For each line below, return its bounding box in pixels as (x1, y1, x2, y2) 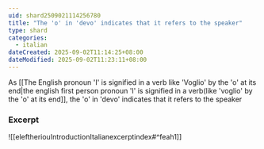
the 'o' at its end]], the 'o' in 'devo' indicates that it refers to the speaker (8, 94, 243, 104)
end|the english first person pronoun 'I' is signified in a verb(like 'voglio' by (8, 86, 253, 95)
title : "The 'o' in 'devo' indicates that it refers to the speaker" (8, 19, 243, 27)
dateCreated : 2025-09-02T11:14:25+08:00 (8, 48, 144, 56)
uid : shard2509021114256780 (8, 11, 101, 20)
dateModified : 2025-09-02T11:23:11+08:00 (8, 56, 147, 64)
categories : (8, 33, 48, 42)
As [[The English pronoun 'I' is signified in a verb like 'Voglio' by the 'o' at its (8, 77, 257, 87)
